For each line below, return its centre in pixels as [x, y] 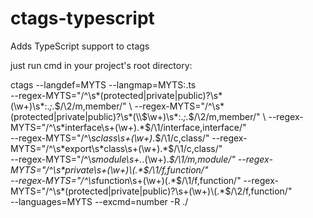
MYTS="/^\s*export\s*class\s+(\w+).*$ [92, 148]
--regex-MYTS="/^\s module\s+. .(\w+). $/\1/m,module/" [123, 159]
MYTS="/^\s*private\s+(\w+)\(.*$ [80, 169]
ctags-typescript [82, 18]
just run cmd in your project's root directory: [101, 65]
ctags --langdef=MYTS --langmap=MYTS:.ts [103, 84]
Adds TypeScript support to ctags [80, 46]
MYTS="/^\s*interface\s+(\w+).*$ [81, 127]
